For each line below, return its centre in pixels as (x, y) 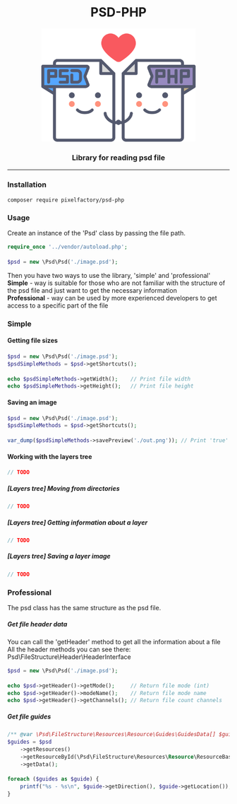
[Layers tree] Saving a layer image (59, 557)
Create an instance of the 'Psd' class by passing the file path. (96, 233)
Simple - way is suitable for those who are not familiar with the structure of (116, 283)
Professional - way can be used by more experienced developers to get (112, 298)
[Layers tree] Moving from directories (63, 488)
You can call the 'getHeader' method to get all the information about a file (114, 641)
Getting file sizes (33, 341)
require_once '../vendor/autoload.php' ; (68, 247)
